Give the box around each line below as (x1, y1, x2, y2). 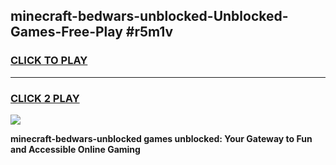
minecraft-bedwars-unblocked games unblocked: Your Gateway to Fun (10, 132, 313, 144)
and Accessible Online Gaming (10, 143, 141, 155)
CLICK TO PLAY (10, 54, 88, 68)
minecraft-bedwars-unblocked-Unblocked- (10, 8, 289, 25)
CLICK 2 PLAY (10, 91, 80, 105)
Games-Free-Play (10, 24, 123, 41)
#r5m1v (125, 24, 174, 41)
